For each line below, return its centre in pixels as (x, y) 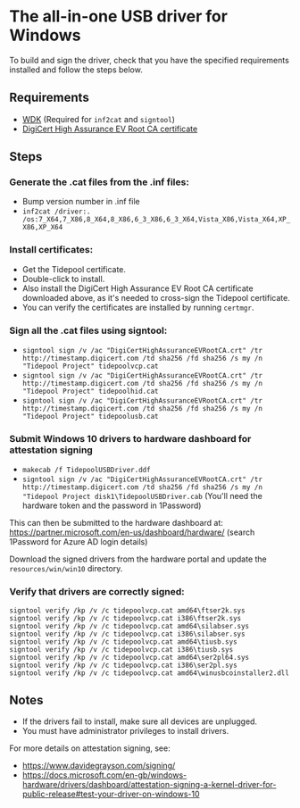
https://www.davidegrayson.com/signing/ (99, 766)
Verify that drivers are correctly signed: (97, 592)
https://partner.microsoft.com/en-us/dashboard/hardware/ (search (132, 532)
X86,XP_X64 (42, 228)
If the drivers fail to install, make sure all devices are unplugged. (139, 721)
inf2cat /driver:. (56, 212)
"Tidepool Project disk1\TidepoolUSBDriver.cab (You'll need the (142, 496)
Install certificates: (51, 250)
